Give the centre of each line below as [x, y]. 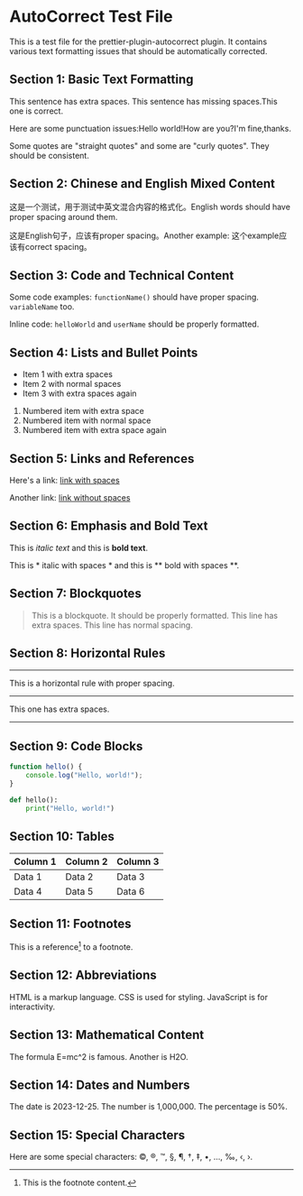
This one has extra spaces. [60, 709]
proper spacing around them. [64, 216]
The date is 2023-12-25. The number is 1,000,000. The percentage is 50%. [149, 1107]
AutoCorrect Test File [91, 17]
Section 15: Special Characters [97, 1135]
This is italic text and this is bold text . [79, 547]
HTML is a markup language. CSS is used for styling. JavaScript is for [139, 997]
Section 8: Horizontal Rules [87, 653]
